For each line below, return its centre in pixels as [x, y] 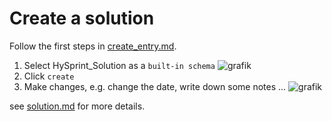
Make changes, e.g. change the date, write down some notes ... [155, 86]
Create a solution [82, 18]
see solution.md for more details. [77, 106]
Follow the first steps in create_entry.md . [93, 46]
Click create [49, 76]
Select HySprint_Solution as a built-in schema [119, 65]
